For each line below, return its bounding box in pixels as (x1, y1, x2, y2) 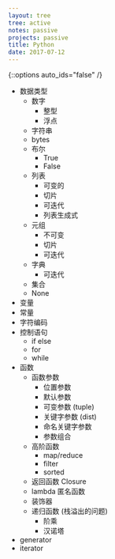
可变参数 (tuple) (43, 402, 95, 411)
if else (31, 337, 52, 346)
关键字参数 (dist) (43, 412, 97, 421)
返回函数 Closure (31, 477, 87, 486)
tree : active (8, 19, 51, 27)
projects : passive (8, 33, 69, 42)
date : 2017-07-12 (8, 48, 65, 56)
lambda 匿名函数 (31, 487, 86, 496)
